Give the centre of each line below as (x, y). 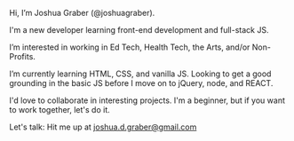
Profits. (22, 56)
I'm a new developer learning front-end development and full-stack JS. (139, 30)
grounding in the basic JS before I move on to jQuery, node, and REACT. (141, 83)
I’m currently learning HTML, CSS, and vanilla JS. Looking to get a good (140, 74)
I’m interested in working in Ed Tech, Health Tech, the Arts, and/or (130, 47)
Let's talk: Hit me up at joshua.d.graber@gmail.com (103, 127)
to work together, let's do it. (60, 110)
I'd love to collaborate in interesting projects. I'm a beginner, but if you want (147, 100)
